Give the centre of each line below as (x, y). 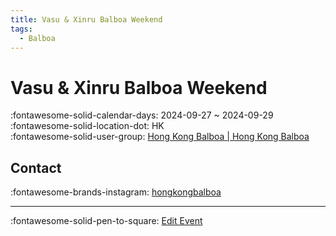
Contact (36, 167)
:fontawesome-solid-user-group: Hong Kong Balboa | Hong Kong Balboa (160, 137)
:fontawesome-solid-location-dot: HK (87, 126)
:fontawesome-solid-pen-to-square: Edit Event (106, 221)
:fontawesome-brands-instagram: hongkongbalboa (116, 192)
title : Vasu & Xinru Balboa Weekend (86, 19)
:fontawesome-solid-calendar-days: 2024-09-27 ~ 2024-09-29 (142, 115)
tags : (21, 29)
